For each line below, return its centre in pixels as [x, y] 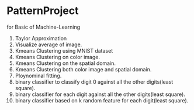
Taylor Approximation [41, 38]
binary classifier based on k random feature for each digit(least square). [102, 100]
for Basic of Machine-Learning [44, 27]
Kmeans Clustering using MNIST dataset [64, 50]
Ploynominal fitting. [38, 75]
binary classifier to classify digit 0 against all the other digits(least [94, 82]
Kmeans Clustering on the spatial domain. [65, 63]
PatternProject [43, 11]
